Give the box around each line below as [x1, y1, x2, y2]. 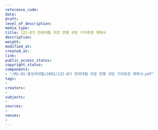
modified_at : [5, 44, 32, 49]
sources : [5, 104, 23, 109]
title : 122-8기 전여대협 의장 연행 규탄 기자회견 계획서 [5, 30, 106, 35]
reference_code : [5, 7, 39, 12]
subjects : [5, 94, 26, 99]
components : [5, 67, 30, 72]
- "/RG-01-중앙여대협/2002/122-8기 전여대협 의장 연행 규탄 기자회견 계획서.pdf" [5, 72, 155, 77]
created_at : [5, 48, 30, 53]
